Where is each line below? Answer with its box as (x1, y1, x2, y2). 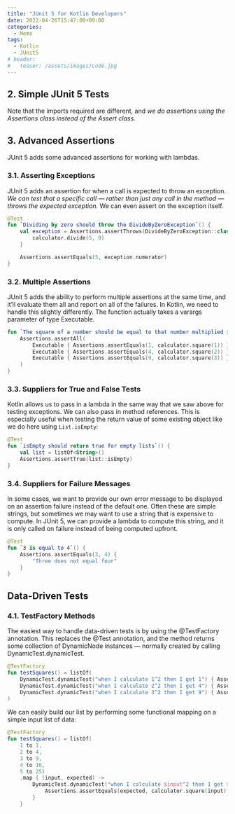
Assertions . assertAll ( (20, 335, 86, 342)
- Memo (13, 29, 33, 37)
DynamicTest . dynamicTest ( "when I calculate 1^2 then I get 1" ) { (20, 675, 215, 683)
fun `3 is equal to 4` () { (7, 544, 86, 551)
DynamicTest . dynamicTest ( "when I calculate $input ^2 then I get (32, 781, 224, 788)
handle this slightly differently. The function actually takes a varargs (7, 308, 203, 316)
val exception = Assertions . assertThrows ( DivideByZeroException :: (20, 228, 218, 235)
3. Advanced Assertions (7, 134, 115, 146)
